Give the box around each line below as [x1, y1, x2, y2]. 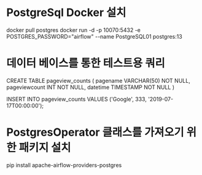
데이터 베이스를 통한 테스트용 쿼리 [6, 56, 165, 71]
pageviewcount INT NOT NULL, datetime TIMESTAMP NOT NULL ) [6, 84, 175, 91]
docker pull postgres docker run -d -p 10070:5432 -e [6, 26, 141, 34]
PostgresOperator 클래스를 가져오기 [6, 125, 184, 139]
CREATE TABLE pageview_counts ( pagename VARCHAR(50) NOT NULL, [6, 77, 190, 84]
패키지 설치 [18, 141, 71, 155]
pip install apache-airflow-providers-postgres [6, 161, 122, 169]
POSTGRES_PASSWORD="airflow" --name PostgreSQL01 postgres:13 [6, 33, 182, 40]
